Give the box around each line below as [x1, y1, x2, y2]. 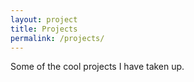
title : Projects [10, 24, 78, 34]
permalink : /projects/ [10, 33, 105, 43]
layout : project [10, 14, 78, 25]
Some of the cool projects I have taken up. [10, 61, 185, 73]
